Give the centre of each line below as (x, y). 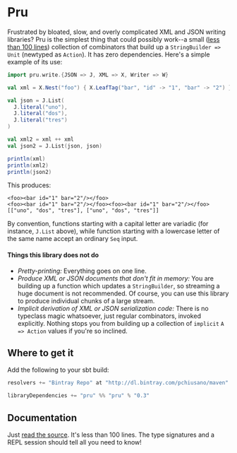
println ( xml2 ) (28, 165)
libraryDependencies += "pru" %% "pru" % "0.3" (79, 396)
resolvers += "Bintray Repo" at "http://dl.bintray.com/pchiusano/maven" (118, 383)
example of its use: (35, 61)
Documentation (42, 418)
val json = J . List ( (36, 100)
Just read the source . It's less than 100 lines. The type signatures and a (111, 435)
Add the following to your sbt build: (58, 370)
